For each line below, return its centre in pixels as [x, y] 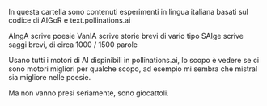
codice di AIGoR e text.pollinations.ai [70, 20]
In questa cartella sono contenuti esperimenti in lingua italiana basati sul [129, 12]
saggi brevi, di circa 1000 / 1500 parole [73, 45]
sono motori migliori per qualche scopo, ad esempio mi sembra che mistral [133, 69]
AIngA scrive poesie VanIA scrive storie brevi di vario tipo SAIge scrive [126, 36]
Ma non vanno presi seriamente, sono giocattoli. [89, 93]
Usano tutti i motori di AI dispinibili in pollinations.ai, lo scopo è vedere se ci [134, 60]
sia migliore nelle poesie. [50, 77]
